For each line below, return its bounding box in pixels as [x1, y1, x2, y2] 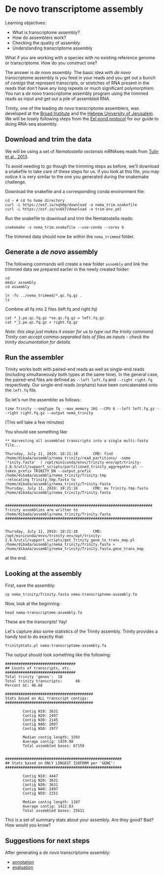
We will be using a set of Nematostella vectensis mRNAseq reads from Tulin [5, 148, 159, 154]
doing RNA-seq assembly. [5, 121, 58, 127]
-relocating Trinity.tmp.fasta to [5, 477, 76, 482]
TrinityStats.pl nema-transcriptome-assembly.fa [5, 643, 107, 648]
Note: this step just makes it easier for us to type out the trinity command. [5, 328, 155, 334]
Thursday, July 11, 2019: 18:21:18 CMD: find [5, 452, 113, 457]
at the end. [5, 555, 27, 561]
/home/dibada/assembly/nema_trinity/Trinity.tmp [5, 473, 107, 478]
